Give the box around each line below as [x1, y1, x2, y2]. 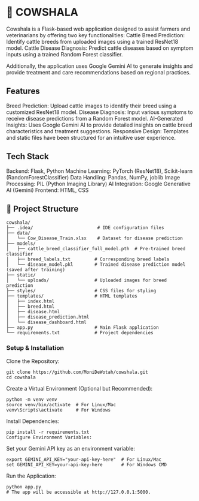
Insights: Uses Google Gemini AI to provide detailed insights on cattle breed [6, 121, 192, 128]
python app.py [6, 484, 42, 490]
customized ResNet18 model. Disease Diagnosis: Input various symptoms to [6, 108, 193, 116]
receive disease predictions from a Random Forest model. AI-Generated [6, 115, 183, 122]
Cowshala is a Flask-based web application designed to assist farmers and [6, 25, 191, 32]
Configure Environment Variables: [6, 434, 93, 440]
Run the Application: [6, 472, 56, 479]
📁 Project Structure [6, 203, 79, 214]
